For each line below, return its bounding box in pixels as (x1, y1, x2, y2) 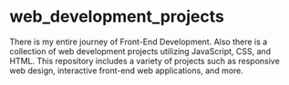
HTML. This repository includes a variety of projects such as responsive (9, 55, 280, 66)
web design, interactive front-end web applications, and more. (9, 65, 244, 76)
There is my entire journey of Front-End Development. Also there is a (9, 36, 268, 47)
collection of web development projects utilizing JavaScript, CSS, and (9, 45, 272, 56)
